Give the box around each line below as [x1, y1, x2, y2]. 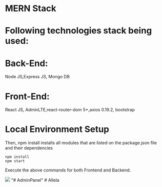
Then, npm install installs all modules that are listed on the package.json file [5, 140, 157, 146]
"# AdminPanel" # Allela [11, 177, 60, 183]
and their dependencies [5, 145, 53, 151]
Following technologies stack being [5, 25, 152, 36]
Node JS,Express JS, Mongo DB [5, 74, 70, 80]
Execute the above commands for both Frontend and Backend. [5, 167, 131, 173]
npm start [5, 159, 25, 164]
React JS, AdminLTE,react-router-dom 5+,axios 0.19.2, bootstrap [5, 107, 135, 113]
